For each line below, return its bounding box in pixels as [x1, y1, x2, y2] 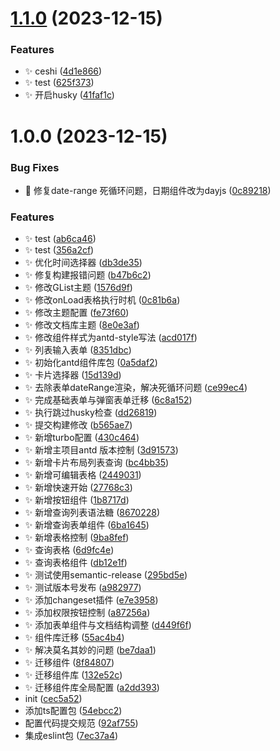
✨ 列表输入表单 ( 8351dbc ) [24, 344, 132, 356]
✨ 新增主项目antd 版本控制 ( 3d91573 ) [24, 444, 179, 456]
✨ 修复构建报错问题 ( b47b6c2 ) [24, 269, 152, 281]
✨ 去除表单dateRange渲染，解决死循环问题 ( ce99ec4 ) [24, 382, 248, 394]
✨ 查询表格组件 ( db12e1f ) [24, 557, 128, 569]
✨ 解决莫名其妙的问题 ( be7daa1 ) [24, 644, 157, 656]
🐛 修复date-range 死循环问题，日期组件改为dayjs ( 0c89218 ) [24, 184, 272, 196]
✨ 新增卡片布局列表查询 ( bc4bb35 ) [24, 457, 170, 469]
